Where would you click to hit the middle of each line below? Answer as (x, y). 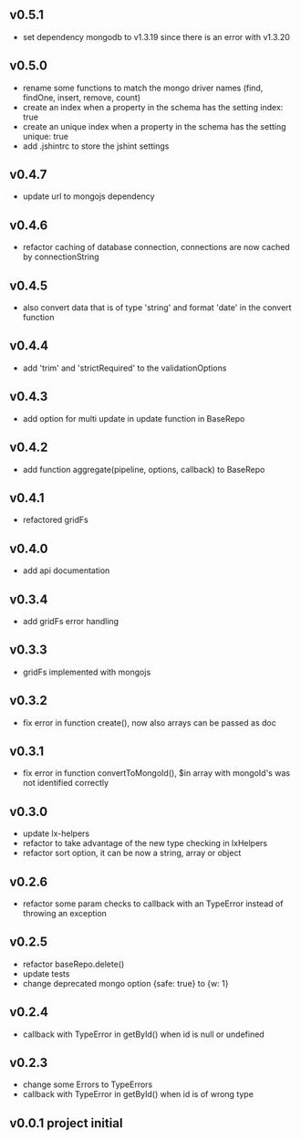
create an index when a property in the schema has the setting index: (153, 107)
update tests (46, 973)
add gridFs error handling (71, 621)
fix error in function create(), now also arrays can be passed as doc (149, 722)
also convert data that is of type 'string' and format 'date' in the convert (157, 308)
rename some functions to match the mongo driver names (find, (143, 88)
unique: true (46, 136)
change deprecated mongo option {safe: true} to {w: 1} (125, 983)
